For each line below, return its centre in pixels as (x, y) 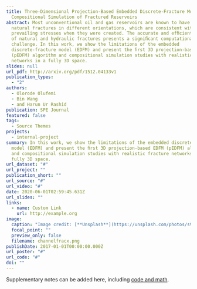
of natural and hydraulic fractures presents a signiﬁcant (85, 39)
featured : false (26, 115)
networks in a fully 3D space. (50, 61)
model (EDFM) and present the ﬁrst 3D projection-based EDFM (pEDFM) (98, 148)
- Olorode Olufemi (34, 93)
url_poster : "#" (26, 252)
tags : (13, 121)
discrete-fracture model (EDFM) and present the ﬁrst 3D (82, 50)
